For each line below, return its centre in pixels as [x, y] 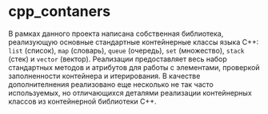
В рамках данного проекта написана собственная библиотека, [116, 33]
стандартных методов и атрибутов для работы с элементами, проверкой [134, 67]
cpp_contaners [60, 12]
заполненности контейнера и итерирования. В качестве [104, 76]
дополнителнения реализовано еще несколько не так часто [111, 84]
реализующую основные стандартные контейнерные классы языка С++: [134, 41]
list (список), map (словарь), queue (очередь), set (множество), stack [126, 50]
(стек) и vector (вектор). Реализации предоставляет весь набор [118, 59]
